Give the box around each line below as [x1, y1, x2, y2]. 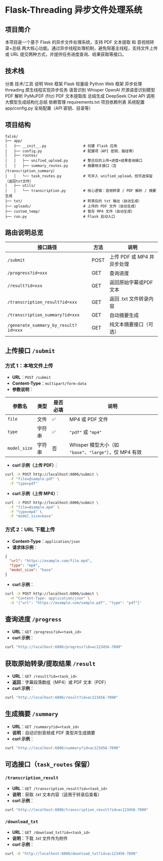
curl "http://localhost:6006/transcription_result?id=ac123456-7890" [5, 807, 149, 812]
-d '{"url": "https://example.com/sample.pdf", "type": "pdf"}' [9, 600, 142, 605]
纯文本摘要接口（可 [109, 321, 154, 328]
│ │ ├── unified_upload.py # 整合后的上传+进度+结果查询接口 [5, 158, 143, 163]
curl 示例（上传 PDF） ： [12, 462, 59, 468]
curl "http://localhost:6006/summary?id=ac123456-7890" [5, 746, 120, 750]
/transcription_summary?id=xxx [7, 312, 80, 318]
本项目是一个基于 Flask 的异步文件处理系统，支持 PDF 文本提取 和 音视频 [5, 39, 150, 45]
